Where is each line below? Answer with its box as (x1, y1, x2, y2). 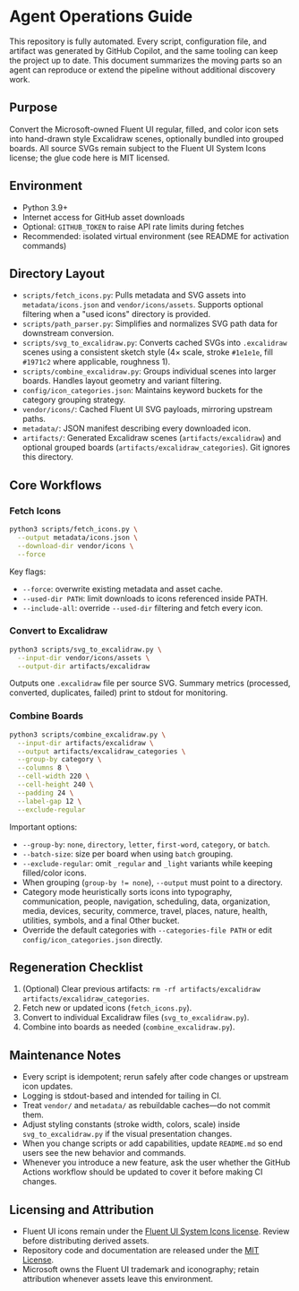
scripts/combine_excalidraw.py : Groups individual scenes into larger (21, 366, 277, 377)
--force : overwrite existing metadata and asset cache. (21, 583, 224, 594)
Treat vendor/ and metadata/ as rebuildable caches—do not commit (21, 1100, 271, 1111)
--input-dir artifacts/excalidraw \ (17, 738, 154, 747)
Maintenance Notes (9, 1047, 122, 1063)
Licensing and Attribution (9, 1202, 154, 1218)
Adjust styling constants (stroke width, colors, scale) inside (21, 1119, 241, 1130)
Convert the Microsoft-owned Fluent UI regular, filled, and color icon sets (9, 124, 279, 134)
